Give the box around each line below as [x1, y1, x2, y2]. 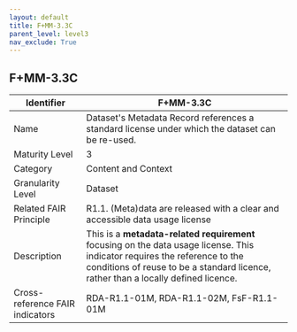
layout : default [9, 12, 69, 22]
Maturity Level [13, 148, 73, 160]
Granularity [13, 177, 60, 189]
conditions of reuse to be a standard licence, [86, 261, 271, 274]
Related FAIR [13, 203, 66, 215]
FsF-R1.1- [231, 292, 278, 305]
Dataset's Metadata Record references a [86, 112, 255, 124]
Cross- [13, 287, 44, 299]
